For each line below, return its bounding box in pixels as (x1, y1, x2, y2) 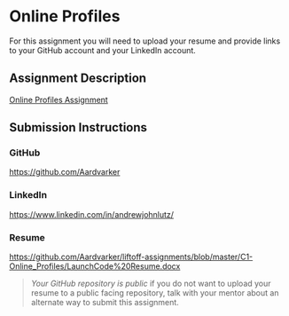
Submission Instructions (9, 120, 148, 135)
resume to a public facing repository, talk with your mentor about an (30, 288, 279, 298)
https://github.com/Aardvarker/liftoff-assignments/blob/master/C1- (9, 251, 254, 263)
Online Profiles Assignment (9, 94, 108, 105)
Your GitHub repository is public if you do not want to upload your (30, 278, 272, 289)
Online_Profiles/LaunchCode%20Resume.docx (9, 261, 181, 272)
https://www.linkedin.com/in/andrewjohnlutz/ (9, 209, 175, 219)
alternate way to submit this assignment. (30, 297, 179, 308)
